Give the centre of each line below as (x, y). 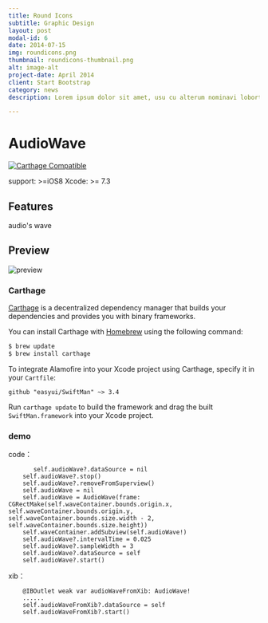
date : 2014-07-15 (37, 45)
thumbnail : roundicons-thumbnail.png (71, 61)
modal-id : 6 (28, 38)
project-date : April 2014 (51, 75)
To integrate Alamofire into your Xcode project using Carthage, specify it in (132, 369)
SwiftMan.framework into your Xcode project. (81, 415)
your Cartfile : (32, 377)
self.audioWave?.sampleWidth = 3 (78, 546)
